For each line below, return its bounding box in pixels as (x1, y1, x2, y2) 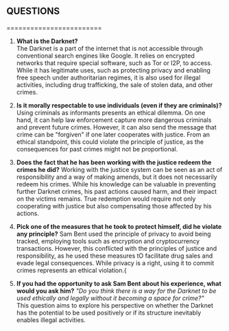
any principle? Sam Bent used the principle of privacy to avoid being (16, 230, 211, 238)
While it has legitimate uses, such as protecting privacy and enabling (16, 66, 210, 74)
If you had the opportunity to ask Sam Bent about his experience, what (16, 279, 222, 287)
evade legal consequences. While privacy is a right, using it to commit (16, 258, 215, 267)
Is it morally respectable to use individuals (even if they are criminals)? (16, 101, 222, 109)
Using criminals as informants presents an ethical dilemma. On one (16, 108, 206, 117)
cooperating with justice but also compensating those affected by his (16, 201, 212, 210)
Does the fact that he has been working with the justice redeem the (16, 158, 212, 167)
